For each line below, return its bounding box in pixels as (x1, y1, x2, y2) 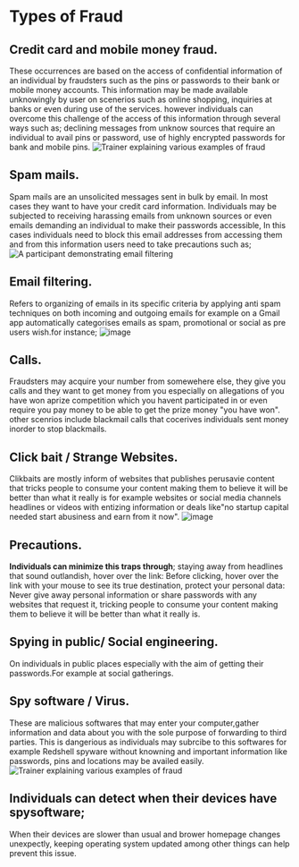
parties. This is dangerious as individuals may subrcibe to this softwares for (9, 736, 287, 747)
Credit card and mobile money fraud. (9, 42, 219, 57)
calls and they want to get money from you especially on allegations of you (9, 386, 285, 396)
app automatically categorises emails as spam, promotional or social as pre (9, 317, 287, 327)
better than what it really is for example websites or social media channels (9, 492, 282, 503)
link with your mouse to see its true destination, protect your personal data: (9, 580, 286, 591)
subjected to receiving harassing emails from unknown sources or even (9, 210, 272, 221)
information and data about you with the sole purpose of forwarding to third (9, 727, 287, 737)
